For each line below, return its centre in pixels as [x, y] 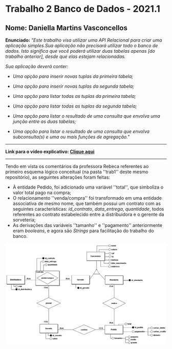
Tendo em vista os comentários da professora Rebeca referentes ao [77, 166]
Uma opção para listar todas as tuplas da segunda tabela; [75, 106]
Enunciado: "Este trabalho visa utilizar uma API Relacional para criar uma [84, 40]
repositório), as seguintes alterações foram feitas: [58, 177]
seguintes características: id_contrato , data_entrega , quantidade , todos [88, 209]
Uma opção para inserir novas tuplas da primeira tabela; [73, 76]
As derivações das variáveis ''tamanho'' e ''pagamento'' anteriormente [88, 225]
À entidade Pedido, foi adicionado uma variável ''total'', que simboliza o [88, 187]
